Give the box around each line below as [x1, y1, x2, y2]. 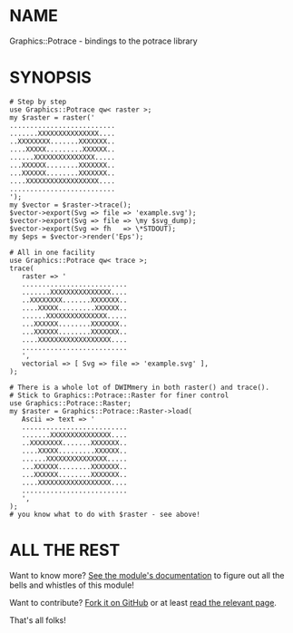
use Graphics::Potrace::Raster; [9, 398, 132, 408]
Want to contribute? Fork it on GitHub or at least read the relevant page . [9, 597, 277, 608]
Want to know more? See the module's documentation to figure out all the [9, 570, 285, 580]
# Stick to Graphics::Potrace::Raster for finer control [9, 391, 230, 400]
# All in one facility [9, 248, 95, 257]
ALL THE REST [9, 540, 121, 560]
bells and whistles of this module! [9, 579, 134, 590]
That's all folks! [9, 614, 66, 626]
